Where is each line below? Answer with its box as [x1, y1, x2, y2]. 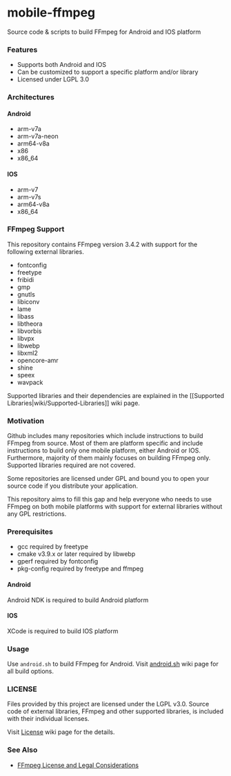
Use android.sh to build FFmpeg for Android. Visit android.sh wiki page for [7, 660, 219, 668]
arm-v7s [17, 192, 41, 201]
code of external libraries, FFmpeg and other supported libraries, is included [7, 707, 224, 715]
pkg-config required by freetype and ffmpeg [17, 564, 143, 573]
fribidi [17, 275, 34, 283]
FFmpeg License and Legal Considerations [17, 761, 139, 769]
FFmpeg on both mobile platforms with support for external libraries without [7, 502, 223, 511]
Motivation [7, 416, 45, 426]
